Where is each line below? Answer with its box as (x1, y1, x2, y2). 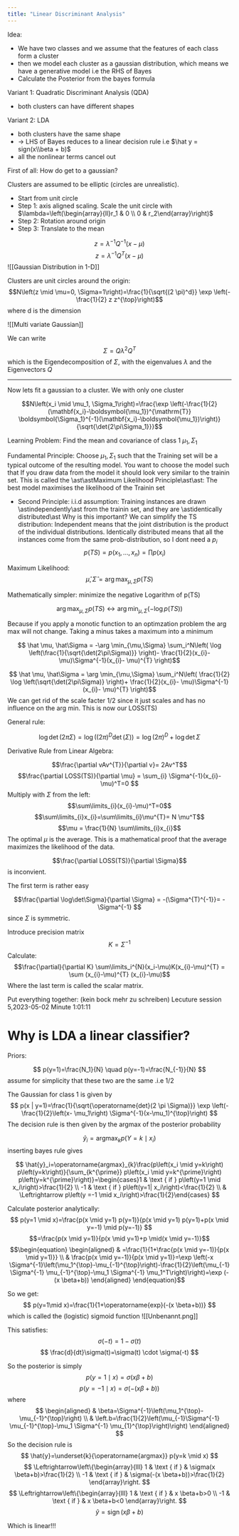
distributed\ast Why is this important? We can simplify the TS (17, 512, 197, 521)
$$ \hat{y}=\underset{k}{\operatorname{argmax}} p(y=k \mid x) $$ (20, 1452, 219, 1460)
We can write (7, 333, 46, 343)
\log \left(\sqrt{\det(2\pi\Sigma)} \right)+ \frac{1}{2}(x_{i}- (10, 677, 180, 686)
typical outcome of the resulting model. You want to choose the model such (7, 461, 230, 470)
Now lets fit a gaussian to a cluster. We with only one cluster (7, 385, 184, 394)
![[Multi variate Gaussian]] (7, 320, 84, 328)
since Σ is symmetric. (7, 914, 70, 923)
